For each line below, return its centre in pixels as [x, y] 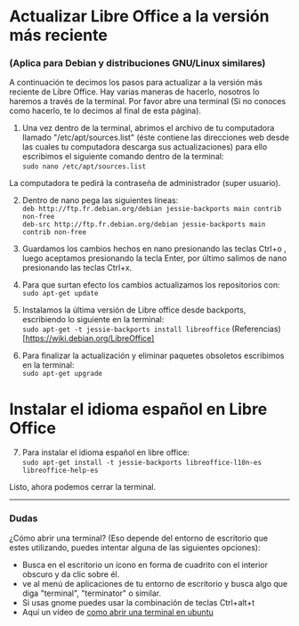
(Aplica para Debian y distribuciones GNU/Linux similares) [137, 63]
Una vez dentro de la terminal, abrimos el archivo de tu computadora [148, 128]
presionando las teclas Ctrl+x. [77, 268]
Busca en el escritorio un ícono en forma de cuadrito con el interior [145, 565]
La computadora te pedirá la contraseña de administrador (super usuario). [145, 183]
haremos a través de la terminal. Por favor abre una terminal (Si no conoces [148, 102]
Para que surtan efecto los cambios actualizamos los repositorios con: [151, 285]
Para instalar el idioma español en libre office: [105, 452]
